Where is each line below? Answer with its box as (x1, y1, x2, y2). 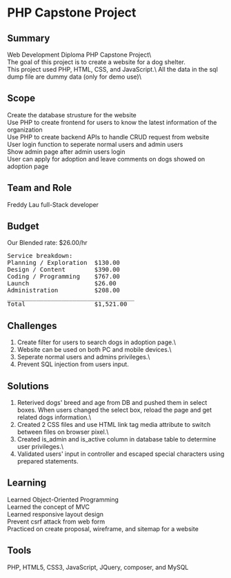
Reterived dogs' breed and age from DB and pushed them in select (17, 399, 208, 407)
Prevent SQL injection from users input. (17, 360, 129, 368)
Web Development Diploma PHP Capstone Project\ (7, 50, 152, 59)
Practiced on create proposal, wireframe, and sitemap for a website (7, 524, 199, 532)
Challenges (7, 319, 57, 332)
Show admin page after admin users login (7, 147, 125, 156)
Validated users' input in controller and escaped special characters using (17, 450, 225, 458)
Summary (7, 32, 50, 44)
